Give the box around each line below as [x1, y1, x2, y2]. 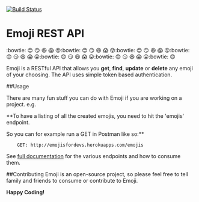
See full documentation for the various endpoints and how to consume [6, 152, 181, 159]
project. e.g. [6, 100, 36, 108]
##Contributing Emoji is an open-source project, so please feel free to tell [6, 170, 188, 177]
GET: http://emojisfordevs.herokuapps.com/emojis [17, 142, 144, 148]
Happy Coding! [6, 188, 45, 195]
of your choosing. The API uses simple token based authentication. [6, 71, 173, 78]
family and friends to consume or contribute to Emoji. [6, 177, 138, 184]
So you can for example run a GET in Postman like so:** [6, 130, 144, 138]
